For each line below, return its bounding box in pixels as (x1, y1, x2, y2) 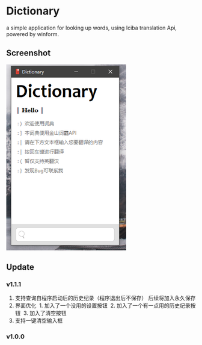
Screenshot (6, 48, 51, 58)
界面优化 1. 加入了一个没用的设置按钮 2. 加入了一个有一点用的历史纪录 (14, 302, 191, 309)
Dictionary (6, 4, 60, 18)
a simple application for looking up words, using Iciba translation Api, (6, 24, 177, 31)
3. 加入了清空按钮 (23, 309, 67, 317)
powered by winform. (6, 30, 59, 37)
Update (6, 262, 35, 272)
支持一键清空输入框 (14, 317, 63, 325)
